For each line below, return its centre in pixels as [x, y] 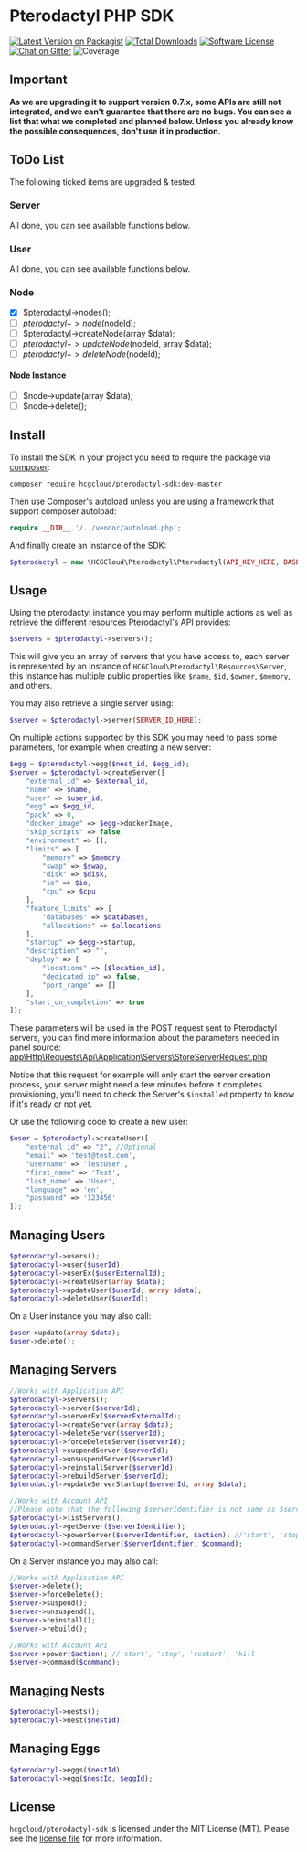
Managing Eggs [55, 1749]
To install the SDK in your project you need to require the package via [140, 457]
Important [38, 80]
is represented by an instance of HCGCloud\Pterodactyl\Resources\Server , [148, 666]
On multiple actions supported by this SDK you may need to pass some [143, 738]
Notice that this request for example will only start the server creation [140, 1075]
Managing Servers [63, 1370]
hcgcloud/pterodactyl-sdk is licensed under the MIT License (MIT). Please [149, 1829]
